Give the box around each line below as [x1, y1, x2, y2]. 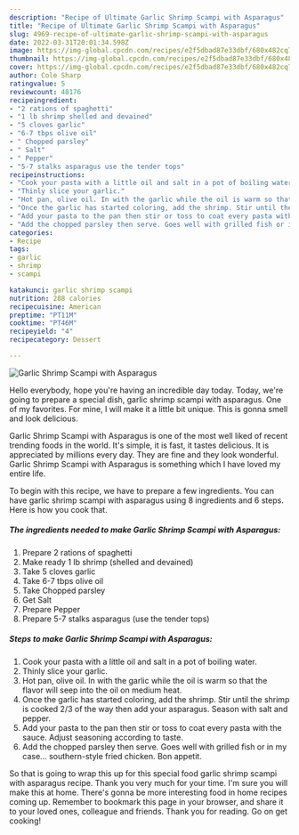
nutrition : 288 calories [9, 294, 101, 303]
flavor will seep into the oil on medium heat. [21, 685, 182, 695]
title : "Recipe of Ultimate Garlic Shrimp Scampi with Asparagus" [9, 21, 261, 30]
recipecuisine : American [9, 302, 101, 312]
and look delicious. [9, 413, 78, 424]
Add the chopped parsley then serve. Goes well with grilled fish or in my [21, 741, 287, 752]
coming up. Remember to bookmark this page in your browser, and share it [9, 796, 284, 807]
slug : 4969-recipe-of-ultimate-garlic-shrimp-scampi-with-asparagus [9, 29, 269, 38]
